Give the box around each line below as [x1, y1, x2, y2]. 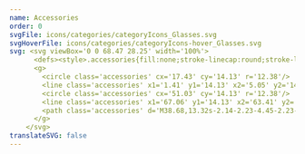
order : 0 [9, 22, 43, 31]
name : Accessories [9, 13, 79, 23]
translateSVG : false [9, 131, 88, 140]
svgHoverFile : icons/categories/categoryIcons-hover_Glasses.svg [9, 38, 261, 48]
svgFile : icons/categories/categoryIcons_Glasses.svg [9, 30, 218, 39]
